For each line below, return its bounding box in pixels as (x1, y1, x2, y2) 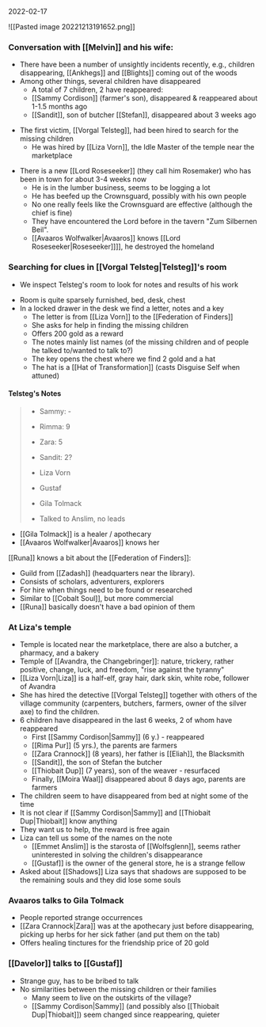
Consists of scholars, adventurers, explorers (19, 576, 165, 586)
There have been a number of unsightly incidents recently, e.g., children (19, 59, 255, 70)
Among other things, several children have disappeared (19, 77, 201, 86)
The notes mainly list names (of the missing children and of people (31, 337, 249, 347)
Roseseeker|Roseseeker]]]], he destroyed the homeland (31, 242, 215, 252)
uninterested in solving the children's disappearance (31, 850, 203, 860)
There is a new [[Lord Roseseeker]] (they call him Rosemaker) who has (19, 166, 252, 176)
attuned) (31, 371, 60, 380)
